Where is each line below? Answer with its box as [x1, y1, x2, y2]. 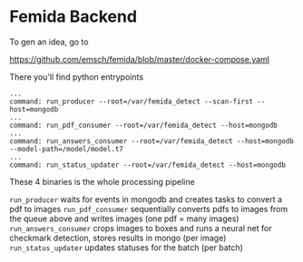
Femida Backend [9, 6, 138, 27]
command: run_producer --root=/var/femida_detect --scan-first [9, 97, 254, 106]
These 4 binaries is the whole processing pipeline [9, 176, 195, 187]
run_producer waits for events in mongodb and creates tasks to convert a [9, 193, 283, 205]
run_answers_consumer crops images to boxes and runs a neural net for [9, 222, 272, 233]
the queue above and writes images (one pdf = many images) [9, 213, 239, 224]
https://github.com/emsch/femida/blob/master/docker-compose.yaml [9, 53, 270, 64]
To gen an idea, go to [9, 36, 89, 47]
